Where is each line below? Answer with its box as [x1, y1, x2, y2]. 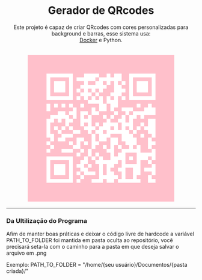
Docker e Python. [79, 36, 123, 43]
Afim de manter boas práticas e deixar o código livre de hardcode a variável [6, 230, 194, 238]
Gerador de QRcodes [47, 4, 155, 17]
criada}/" [6, 267, 29, 275]
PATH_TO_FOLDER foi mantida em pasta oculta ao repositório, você [6, 237, 173, 244]
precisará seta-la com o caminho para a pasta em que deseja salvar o [6, 243, 179, 250]
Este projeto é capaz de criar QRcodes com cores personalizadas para [13, 23, 189, 31]
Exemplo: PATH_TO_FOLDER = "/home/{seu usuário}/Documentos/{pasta [6, 261, 188, 269]
